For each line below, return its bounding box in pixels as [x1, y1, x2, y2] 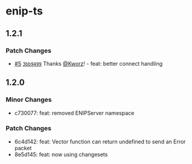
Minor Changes [5, 95, 52, 104]
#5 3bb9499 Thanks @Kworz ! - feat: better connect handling [14, 60, 163, 67]
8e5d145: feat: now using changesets [14, 151, 108, 158]
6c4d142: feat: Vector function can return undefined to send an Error [14, 137, 186, 145]
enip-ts [5, 4, 43, 18]
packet [14, 144, 32, 151]
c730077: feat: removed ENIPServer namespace [14, 109, 135, 116]
